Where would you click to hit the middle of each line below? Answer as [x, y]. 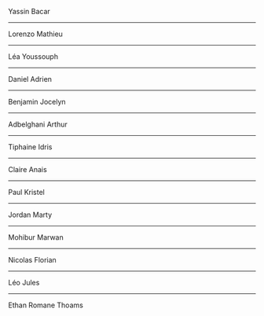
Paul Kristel [26, 192]
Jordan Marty [30, 215]
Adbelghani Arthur [38, 124]
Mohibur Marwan [36, 237]
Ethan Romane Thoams [46, 305]
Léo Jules [24, 283]
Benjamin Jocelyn [37, 102]
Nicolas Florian [32, 260]
